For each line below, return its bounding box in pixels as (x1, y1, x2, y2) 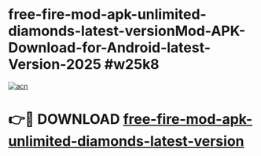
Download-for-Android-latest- (8, 39, 211, 56)
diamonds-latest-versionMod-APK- (8, 22, 246, 40)
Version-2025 (8, 56, 102, 74)
